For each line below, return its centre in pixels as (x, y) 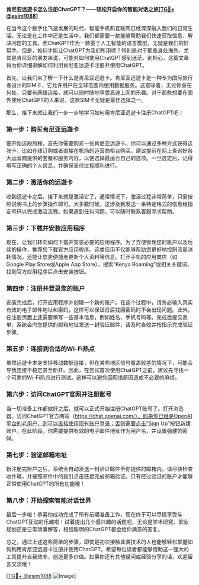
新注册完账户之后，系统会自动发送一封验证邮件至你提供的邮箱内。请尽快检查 (99, 469)
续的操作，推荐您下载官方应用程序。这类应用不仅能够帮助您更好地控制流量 (97, 249)
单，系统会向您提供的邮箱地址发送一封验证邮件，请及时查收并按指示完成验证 (99, 324)
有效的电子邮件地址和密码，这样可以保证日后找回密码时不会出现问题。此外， (99, 310)
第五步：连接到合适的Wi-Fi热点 (51, 349)
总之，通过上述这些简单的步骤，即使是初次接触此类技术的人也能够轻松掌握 (97, 542)
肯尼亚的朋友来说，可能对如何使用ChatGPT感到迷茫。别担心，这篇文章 (103, 58)
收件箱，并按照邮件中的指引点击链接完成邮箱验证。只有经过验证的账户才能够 (99, 477)
